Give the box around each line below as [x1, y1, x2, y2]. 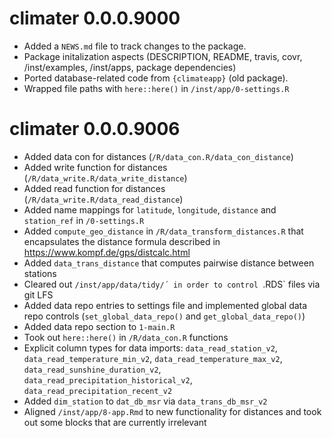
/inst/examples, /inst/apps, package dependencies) [23, 61, 237, 73]
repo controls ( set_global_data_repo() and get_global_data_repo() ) [23, 310, 306, 322]
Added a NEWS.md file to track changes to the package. [23, 40, 247, 52]
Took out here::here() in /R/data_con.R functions [23, 331, 229, 343]
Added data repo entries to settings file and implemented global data [23, 299, 308, 311]
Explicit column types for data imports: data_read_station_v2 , [23, 342, 278, 354]
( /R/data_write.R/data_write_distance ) [23, 172, 188, 184]
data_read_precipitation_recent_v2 [23, 386, 173, 396]
